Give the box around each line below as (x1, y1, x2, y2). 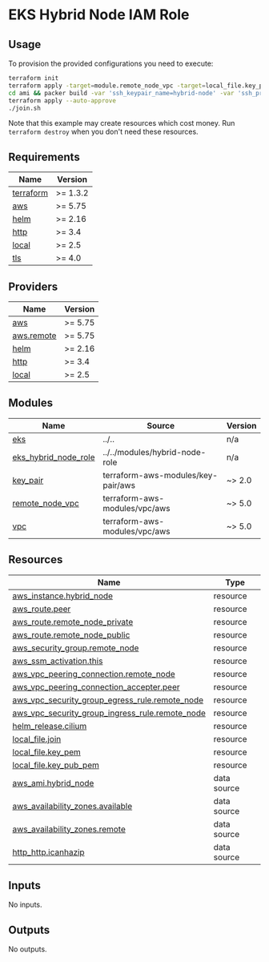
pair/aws (102, 479, 136, 490)
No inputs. (8, 900, 42, 910)
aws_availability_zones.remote (12, 823, 126, 835)
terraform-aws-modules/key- (102, 469, 219, 481)
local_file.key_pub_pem (12, 759, 100, 771)
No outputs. (8, 944, 47, 954)
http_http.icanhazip (12, 847, 86, 858)
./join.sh (8, 104, 42, 112)
